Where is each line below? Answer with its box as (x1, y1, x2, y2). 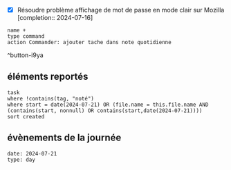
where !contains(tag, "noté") (7, 95, 95, 102)
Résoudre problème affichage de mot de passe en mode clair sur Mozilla (17, 6, 225, 14)
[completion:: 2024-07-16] (17, 14, 93, 22)
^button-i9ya (7, 51, 44, 59)
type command (7, 33, 45, 40)
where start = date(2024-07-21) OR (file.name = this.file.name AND (7, 101, 209, 108)
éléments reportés (7, 71, 89, 83)
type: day (7, 156, 36, 163)
